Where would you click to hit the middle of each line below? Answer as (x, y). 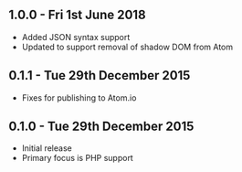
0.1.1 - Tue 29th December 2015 (100, 75)
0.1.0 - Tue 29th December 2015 (101, 127)
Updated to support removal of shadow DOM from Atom (127, 47)
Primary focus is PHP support (77, 158)
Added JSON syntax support (76, 37)
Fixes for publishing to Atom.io (79, 97)
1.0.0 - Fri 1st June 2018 (78, 15)
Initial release (47, 148)
